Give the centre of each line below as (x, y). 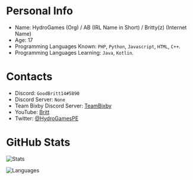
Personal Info (39, 11)
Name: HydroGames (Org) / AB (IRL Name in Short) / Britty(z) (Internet (101, 27)
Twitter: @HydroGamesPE (47, 118)
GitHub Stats (38, 142)
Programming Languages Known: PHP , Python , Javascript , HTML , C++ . (98, 46)
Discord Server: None (40, 99)
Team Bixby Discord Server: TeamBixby (63, 106)
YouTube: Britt (32, 112)
